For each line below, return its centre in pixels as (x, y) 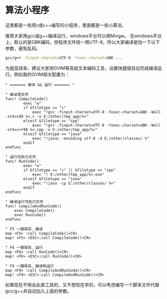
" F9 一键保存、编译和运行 (30, 266)
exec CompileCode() (35, 210)
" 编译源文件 (17, 94)
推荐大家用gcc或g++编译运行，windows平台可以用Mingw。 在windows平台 (83, 36)
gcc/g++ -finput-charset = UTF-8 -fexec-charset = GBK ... (64, 58)
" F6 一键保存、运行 (24, 247)
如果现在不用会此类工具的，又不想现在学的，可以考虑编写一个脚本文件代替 (82, 284)
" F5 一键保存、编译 (24, 229)
